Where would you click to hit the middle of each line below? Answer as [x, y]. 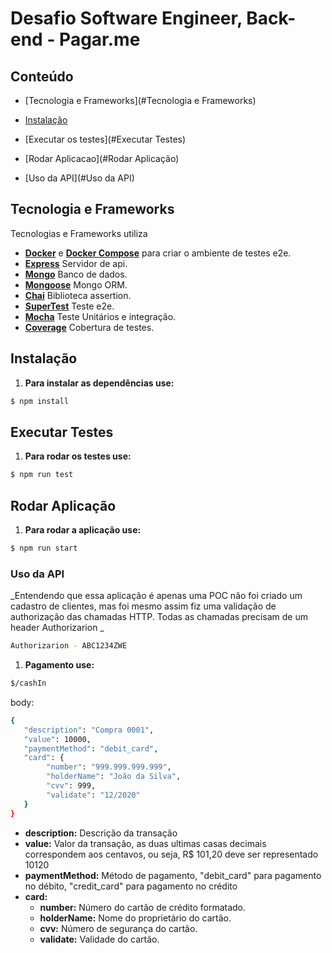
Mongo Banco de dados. [76, 274]
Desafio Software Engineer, [126, 18]
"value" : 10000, [57, 739]
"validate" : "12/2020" [93, 795]
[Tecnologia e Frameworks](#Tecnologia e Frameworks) [140, 100]
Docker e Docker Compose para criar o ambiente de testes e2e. [158, 253]
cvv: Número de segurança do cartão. [118, 928]
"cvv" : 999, [71, 786]
